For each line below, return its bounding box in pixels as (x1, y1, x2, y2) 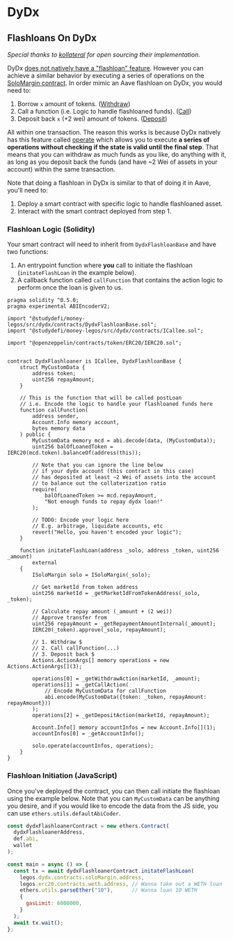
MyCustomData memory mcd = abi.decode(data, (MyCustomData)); (32, 437, 216, 444)
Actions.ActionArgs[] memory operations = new (32, 657, 170, 664)
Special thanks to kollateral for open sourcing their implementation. (7, 50, 200, 59)
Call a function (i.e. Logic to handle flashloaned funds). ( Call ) (17, 107, 192, 115)
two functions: (7, 248, 49, 256)
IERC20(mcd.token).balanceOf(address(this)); (7, 449, 141, 457)
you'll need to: (7, 186, 49, 194)
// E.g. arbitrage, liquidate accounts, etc (32, 523, 163, 530)
